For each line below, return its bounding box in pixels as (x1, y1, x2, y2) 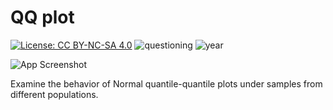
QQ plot (10, 6, 75, 29)
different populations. (10, 88, 99, 100)
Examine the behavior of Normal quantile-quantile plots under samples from (10, 77, 323, 90)
